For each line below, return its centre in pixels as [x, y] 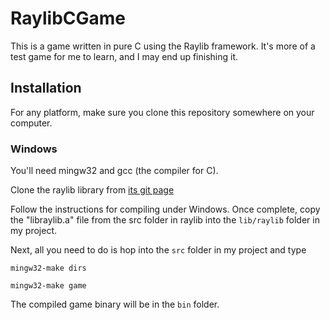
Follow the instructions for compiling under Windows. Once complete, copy [165, 209]
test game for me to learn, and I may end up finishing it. [124, 56]
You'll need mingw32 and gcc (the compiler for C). [114, 171]
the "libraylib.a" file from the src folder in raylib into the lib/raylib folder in [165, 220]
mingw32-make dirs [48, 268]
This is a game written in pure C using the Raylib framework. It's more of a [163, 46]
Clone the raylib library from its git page [92, 190]
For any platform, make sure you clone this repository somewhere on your [162, 112]
